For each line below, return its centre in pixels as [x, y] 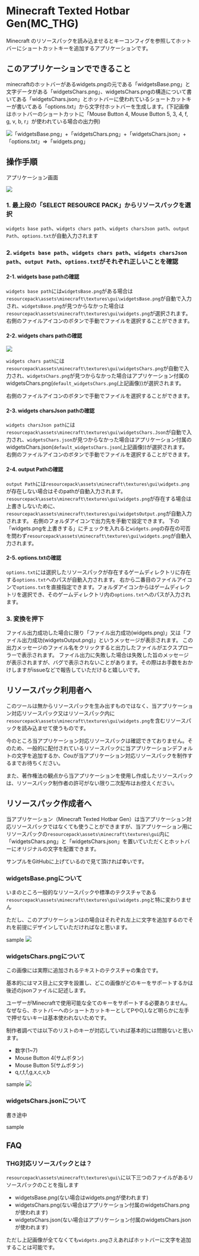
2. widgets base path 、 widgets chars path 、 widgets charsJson [97, 253]
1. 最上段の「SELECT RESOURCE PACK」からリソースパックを [96, 205]
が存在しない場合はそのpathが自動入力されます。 [66, 491]
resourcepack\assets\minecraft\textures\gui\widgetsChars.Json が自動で [97, 433]
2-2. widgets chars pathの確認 [44, 335]
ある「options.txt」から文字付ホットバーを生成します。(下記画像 [110, 106]
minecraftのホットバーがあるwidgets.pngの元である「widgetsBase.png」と [98, 84]
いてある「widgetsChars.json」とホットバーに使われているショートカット [96, 99]
